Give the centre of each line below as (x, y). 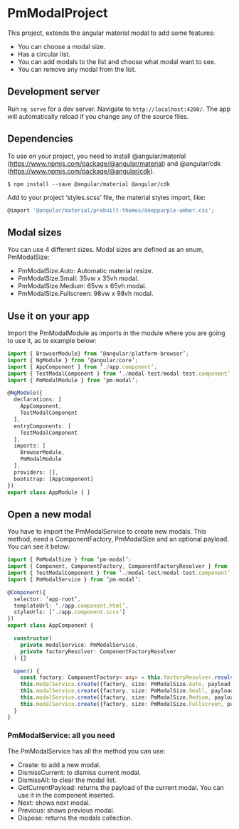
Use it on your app (49, 316)
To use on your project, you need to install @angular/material (97, 156)
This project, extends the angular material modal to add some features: (111, 33)
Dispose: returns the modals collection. (75, 818)
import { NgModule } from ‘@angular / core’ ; (73, 360)
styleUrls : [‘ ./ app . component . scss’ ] (70, 612)
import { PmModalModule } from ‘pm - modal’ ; (73, 380)
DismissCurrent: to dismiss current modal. (79, 772)
